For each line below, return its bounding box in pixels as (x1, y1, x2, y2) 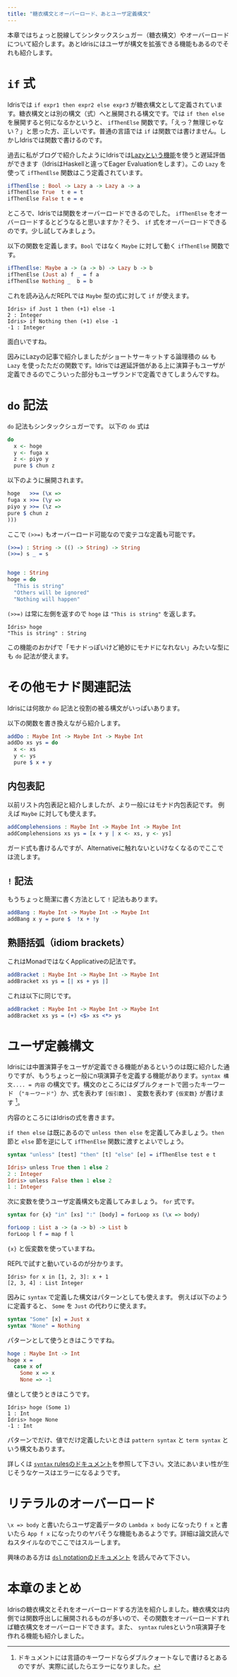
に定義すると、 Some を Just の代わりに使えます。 (7, 1302, 150, 1310)
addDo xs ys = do (7, 739, 59, 747)
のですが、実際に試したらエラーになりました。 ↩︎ (17, 1661, 161, 1670)
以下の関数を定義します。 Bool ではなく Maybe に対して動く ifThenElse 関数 (7, 241, 224, 251)
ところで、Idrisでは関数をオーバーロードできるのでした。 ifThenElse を (7, 209, 216, 217)
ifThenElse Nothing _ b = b (7, 277, 93, 284)
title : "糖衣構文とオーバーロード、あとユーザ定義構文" (7, 10, 152, 18)
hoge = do (7, 576, 37, 583)
